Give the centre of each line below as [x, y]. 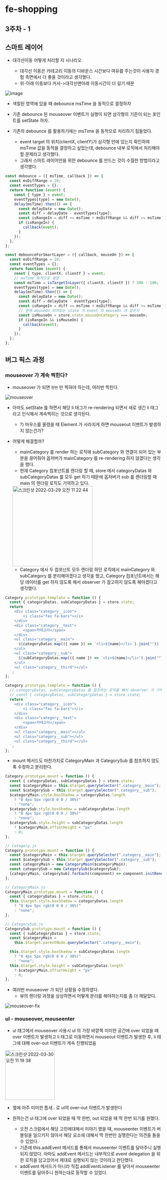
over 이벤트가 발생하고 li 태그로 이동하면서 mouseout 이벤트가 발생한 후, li [84, 1037]
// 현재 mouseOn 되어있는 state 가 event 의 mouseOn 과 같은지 [79, 311]
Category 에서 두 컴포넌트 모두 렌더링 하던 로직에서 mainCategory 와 [87, 569]
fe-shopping [32, 9]
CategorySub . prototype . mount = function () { [53, 929]
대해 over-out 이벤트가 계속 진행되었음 [59, 1043]
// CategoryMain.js [25, 887]
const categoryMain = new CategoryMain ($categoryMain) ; [69, 864]
